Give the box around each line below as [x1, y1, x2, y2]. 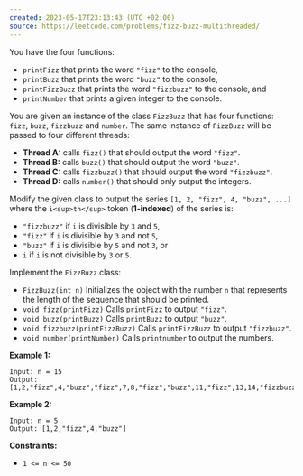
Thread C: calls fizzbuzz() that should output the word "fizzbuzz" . [22, 166, 273, 177]
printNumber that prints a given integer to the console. [22, 92, 223, 104]
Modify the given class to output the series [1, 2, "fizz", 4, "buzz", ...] [9, 193, 291, 204]
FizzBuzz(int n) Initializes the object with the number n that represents [22, 284, 288, 294]
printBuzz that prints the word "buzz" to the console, [22, 73, 218, 84]
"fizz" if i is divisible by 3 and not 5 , [22, 229, 159, 240]
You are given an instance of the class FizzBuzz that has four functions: [9, 110, 274, 121]
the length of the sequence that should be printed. [22, 294, 210, 304]
